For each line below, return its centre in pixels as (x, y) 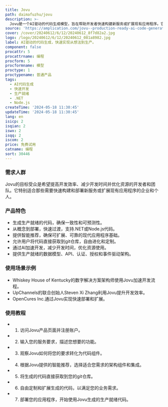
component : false (23, 47)
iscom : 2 (14, 140)
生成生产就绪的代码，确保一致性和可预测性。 (58, 222)
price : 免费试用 (20, 145)
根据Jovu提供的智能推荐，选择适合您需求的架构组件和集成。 (82, 364)
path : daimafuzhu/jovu (29, 14)
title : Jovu (17, 10)
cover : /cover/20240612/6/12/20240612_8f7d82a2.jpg (60, 33)
